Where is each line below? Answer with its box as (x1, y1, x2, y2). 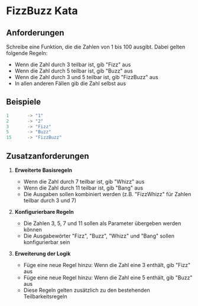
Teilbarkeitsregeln (23, 293, 67, 300)
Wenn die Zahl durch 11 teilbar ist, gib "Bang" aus (23, 184, 144, 191)
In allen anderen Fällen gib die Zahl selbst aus (14, 80, 126, 87)
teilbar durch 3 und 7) (23, 197, 77, 204)
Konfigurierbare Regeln (14, 209, 74, 215)
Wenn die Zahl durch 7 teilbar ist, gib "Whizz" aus (23, 178, 145, 185)
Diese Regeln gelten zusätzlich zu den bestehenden (23, 287, 151, 294)
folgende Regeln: (6, 50, 48, 57)
